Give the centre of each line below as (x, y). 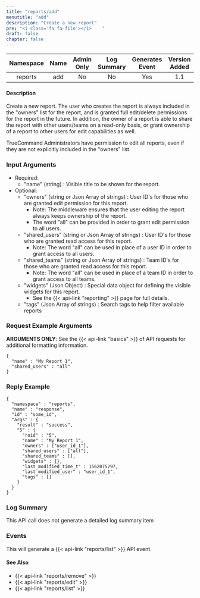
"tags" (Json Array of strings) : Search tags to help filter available (104, 304)
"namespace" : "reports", (44, 404)
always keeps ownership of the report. (80, 215)
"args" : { (25, 420)
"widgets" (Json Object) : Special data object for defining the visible (107, 285)
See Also (17, 562)
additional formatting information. (47, 345)
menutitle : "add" (28, 17)
